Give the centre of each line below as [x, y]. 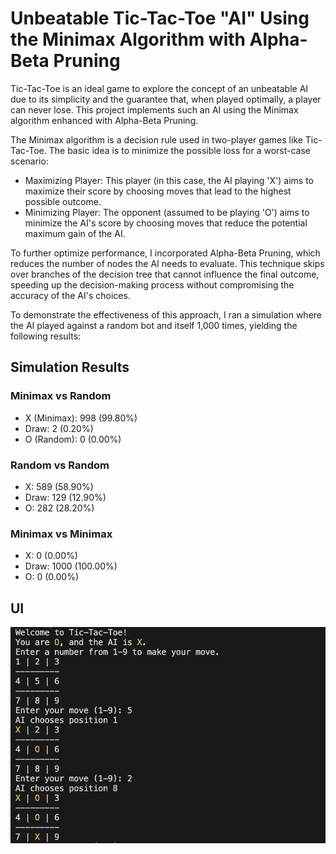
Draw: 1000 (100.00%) [71, 566]
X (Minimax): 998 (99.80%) [81, 418]
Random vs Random [60, 465]
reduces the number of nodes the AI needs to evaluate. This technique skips [167, 263]
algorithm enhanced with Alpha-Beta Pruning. [104, 120]
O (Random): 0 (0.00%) [73, 439]
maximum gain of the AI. [75, 233]
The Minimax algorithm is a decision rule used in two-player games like [156, 139]
